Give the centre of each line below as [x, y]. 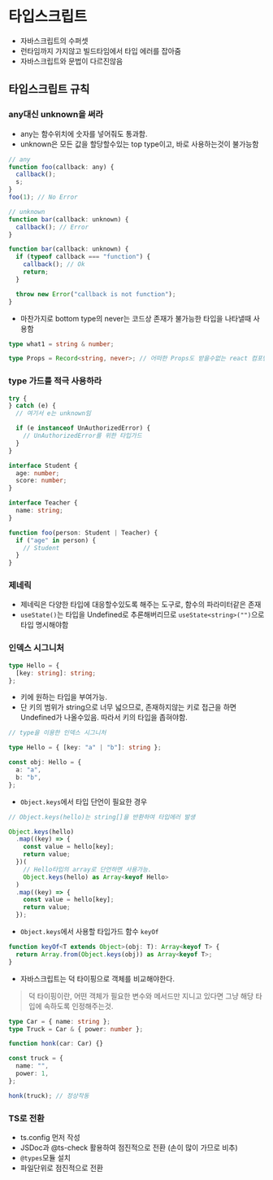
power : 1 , [32, 1074]
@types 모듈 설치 [45, 1157]
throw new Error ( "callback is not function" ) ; [96, 294]
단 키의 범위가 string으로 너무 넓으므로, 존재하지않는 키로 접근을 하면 [128, 707]
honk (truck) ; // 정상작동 [49, 1095]
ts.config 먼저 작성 [50, 1137]
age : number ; [38, 473]
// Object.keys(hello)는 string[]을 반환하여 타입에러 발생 [102, 817]
